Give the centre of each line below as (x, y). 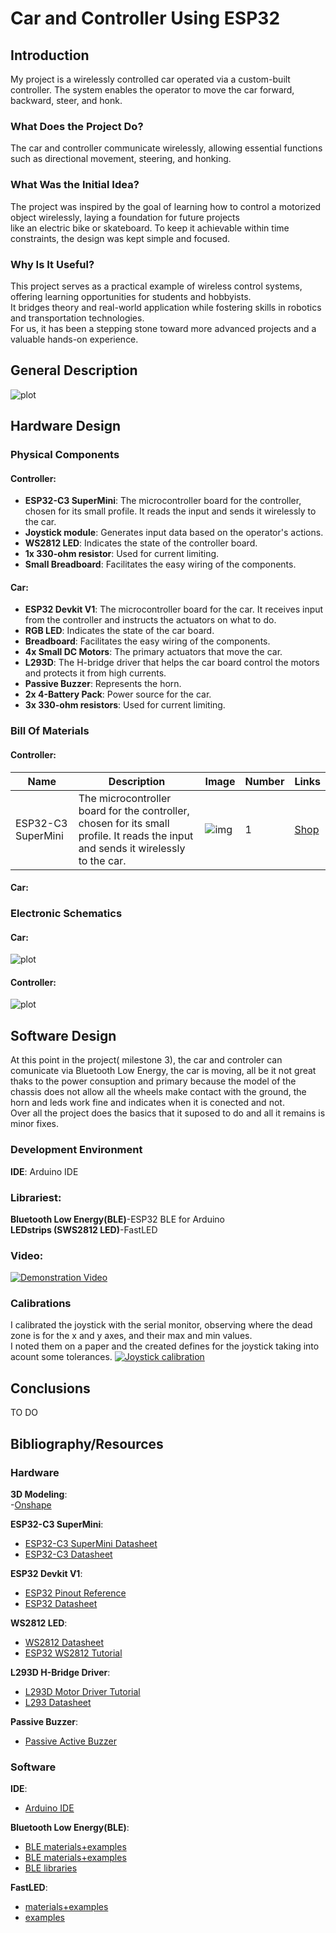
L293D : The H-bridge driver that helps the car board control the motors (172, 663)
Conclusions (50, 1388)
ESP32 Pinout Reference (75, 1593)
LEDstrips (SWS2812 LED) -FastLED (84, 1229)
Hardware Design (66, 426)
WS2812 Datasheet (64, 1642)
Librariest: (36, 1197)
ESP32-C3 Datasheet (68, 1554)
